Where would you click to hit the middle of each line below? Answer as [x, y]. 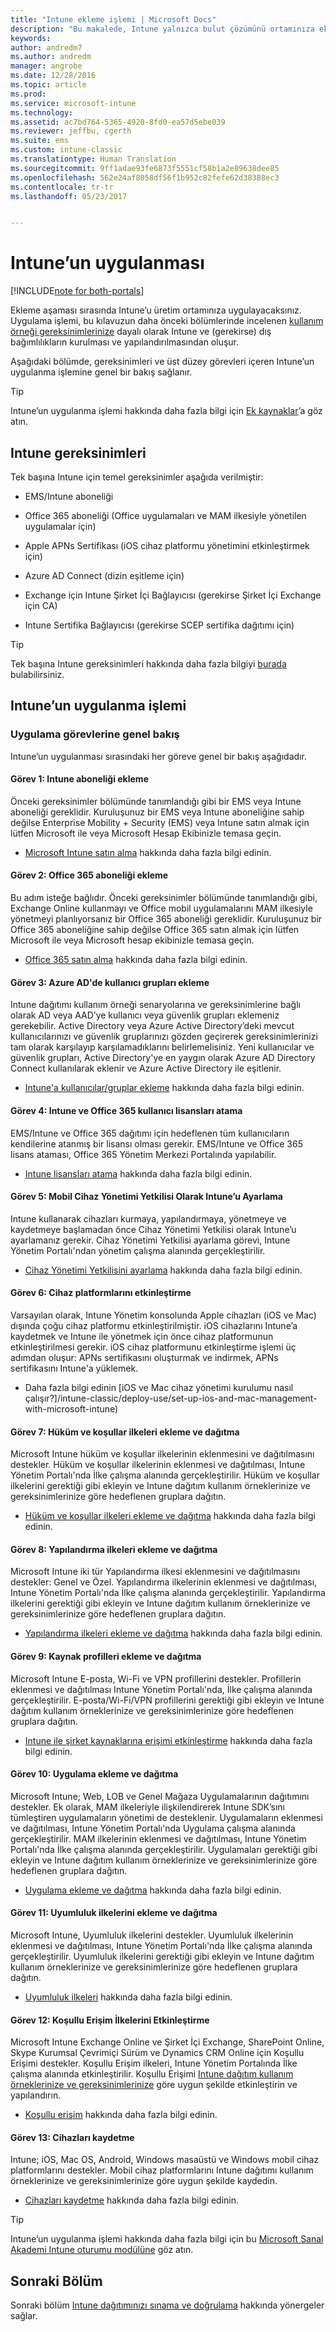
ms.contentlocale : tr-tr [62, 187]
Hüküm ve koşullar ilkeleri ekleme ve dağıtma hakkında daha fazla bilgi [170, 1516]
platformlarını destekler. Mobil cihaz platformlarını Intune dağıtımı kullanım [162, 2170]
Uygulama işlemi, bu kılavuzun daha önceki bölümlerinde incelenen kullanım [167, 321]
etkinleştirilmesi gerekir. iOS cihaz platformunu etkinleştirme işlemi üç [153, 1347]
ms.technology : [42, 112]
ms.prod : [28, 94]
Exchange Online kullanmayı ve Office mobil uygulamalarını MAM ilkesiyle [161, 908]
